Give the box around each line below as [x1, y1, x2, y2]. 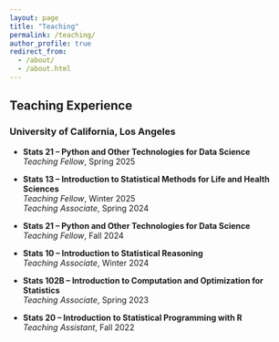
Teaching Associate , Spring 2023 [22, 294, 149, 306]
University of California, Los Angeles [9, 125, 176, 138]
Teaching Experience [9, 98, 133, 114]
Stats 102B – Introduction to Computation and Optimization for [22, 275, 264, 285]
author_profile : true [9, 38, 92, 48]
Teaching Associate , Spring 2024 [22, 202, 150, 213]
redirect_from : [9, 47, 67, 57]
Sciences [22, 183, 59, 194]
